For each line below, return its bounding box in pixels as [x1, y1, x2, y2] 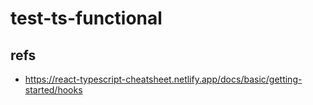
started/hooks [24, 84, 83, 96]
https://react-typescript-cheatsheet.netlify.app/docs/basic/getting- [24, 73, 303, 85]
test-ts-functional [10, 7, 163, 30]
